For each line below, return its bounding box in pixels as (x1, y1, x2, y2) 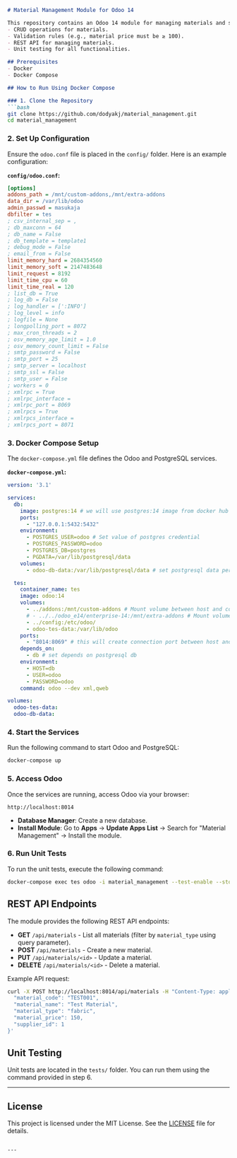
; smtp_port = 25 (7, 356, 59, 363)
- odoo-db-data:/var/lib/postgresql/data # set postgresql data (25, 567, 219, 574)
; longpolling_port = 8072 (7, 323, 87, 330)
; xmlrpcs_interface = (7, 415, 74, 422)
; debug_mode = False (7, 244, 71, 251)
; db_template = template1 (7, 237, 87, 244)
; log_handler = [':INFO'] (7, 303, 87, 311)
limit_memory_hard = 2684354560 (7, 257, 102, 265)
